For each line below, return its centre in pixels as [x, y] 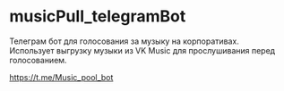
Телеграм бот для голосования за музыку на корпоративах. [124, 41]
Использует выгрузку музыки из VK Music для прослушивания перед [142, 50]
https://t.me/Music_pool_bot [61, 77]
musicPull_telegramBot [98, 17]
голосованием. [38, 60]
